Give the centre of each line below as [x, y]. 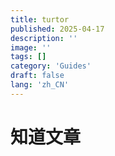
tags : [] [28, 57]
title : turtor [40, 19]
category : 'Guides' [51, 66]
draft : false [37, 76]
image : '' [31, 47]
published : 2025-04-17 [57, 29]
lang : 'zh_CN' [40, 85]
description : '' [44, 38]
